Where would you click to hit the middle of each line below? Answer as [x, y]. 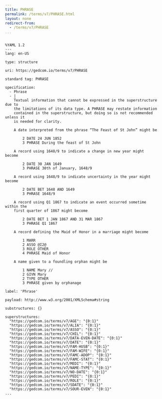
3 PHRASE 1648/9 [39, 194]
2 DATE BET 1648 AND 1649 [49, 190]
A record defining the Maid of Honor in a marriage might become [81, 232]
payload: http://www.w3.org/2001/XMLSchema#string [57, 300]
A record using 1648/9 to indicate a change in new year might [79, 151]
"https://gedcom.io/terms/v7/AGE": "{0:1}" [54, 321]
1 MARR [29, 241]
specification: [20, 88]
